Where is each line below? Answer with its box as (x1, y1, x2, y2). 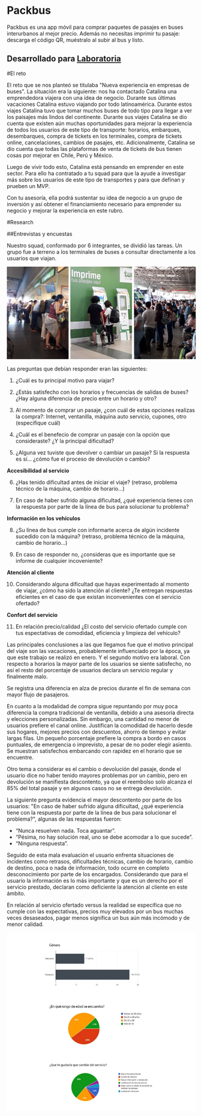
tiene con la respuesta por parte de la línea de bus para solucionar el (7, 809, 177, 817)
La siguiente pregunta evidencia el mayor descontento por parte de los (7, 796, 182, 803)
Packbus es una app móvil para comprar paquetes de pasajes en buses (7, 23, 183, 31)
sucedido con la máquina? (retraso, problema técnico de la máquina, (15, 533, 185, 540)
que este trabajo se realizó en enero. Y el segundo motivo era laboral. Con (7, 654, 191, 661)
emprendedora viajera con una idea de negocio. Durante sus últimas (7, 94, 176, 101)
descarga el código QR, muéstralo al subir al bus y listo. (7, 36, 144, 43)
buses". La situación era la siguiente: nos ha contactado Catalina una (7, 88, 177, 95)
